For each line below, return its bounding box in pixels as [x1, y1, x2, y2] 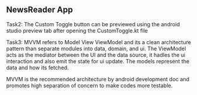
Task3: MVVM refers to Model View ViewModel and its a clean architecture [6, 38, 192, 45]
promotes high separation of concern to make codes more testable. [6, 82, 173, 89]
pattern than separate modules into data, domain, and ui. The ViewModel [6, 45, 186, 52]
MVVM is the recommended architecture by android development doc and [6, 75, 190, 82]
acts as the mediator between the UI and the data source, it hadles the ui [6, 51, 186, 59]
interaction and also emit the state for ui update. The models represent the [6, 57, 190, 65]
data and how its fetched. [6, 64, 69, 71]
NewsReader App [6, 5, 73, 15]
